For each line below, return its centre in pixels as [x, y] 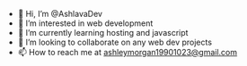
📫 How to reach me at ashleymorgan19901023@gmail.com [128, 52]
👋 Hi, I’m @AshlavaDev [60, 14]
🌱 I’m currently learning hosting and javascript [103, 33]
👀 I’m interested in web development [85, 23]
